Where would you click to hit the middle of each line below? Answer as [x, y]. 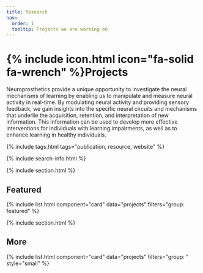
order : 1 [23, 23]
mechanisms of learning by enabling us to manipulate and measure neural [99, 96]
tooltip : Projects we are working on [60, 29]
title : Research [27, 12]
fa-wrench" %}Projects [67, 73]
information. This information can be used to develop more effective [92, 122]
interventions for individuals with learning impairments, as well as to [92, 129]
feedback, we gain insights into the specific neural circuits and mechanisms [102, 109]
